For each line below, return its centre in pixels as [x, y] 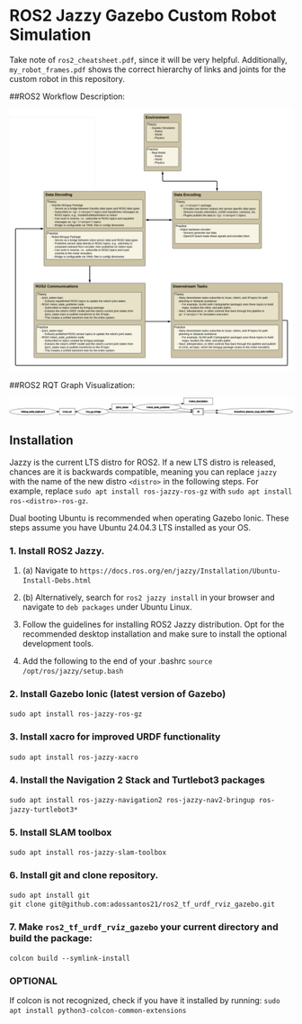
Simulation [50, 35]
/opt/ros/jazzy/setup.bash [73, 672]
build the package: [51, 938]
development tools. [58, 644]
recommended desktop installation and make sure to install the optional [155, 634]
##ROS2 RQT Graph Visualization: [72, 385]
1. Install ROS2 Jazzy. [57, 550]
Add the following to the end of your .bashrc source [117, 661]
